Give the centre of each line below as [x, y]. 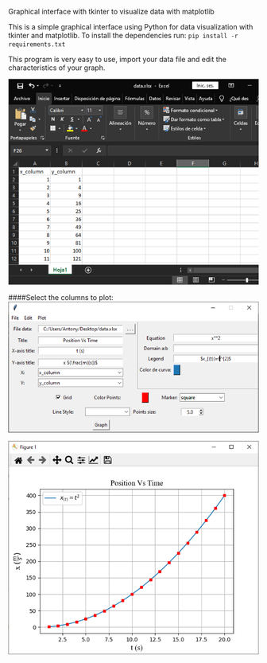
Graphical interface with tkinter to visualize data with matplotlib [111, 12]
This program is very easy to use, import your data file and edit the [118, 59]
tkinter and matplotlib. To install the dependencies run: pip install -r [123, 35]
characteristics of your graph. [57, 68]
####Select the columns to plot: [61, 298]
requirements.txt [37, 45]
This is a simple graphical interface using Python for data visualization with [131, 27]
